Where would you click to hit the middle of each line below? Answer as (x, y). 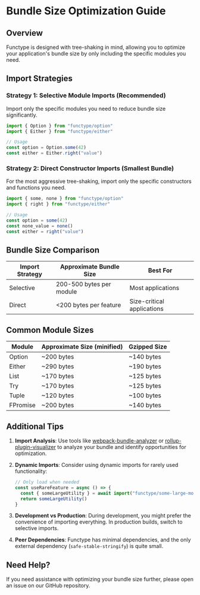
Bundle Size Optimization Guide (86, 11)
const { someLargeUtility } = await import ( (76, 493)
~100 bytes (145, 395)
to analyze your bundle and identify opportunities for (122, 447)
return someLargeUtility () (54, 499)
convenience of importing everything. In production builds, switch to (99, 522)
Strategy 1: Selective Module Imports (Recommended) (86, 95)
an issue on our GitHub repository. (48, 585)
